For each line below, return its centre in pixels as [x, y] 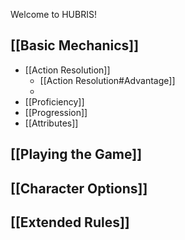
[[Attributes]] [51, 123]
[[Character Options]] [79, 188]
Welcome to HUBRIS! [53, 14]
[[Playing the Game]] [76, 154]
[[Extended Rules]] [70, 222]
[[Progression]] [56, 112]
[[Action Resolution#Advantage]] [107, 80]
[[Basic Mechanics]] [75, 45]
